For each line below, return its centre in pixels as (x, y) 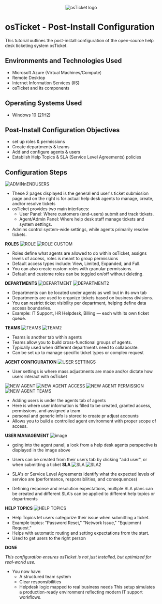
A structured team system (45, 577)
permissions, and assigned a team (46, 411)
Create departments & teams (41, 147)
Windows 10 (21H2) (31, 115)
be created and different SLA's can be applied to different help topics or (83, 494)
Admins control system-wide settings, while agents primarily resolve (80, 230)
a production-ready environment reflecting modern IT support (81, 592)
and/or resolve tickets (34, 204)
